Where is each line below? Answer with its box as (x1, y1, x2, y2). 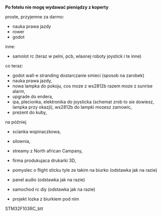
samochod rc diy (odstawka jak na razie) (12, 186, 96, 192)
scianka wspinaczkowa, (12, 129, 61, 135)
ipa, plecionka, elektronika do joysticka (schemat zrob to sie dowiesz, (12, 99, 155, 105)
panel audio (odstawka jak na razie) (12, 177, 85, 183)
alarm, (12, 88, 26, 94)
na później (5, 119, 26, 125)
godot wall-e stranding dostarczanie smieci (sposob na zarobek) (12, 72, 145, 78)
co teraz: (5, 63, 23, 69)
